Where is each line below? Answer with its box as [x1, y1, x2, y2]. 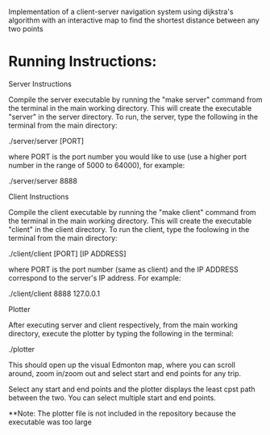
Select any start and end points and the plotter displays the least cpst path [8, 384, 255, 394]
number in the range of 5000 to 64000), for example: [8, 160, 185, 170]
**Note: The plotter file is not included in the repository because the [8, 408, 236, 418]
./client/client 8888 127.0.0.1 [8, 289, 101, 298]
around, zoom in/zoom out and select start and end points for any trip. [8, 368, 242, 378]
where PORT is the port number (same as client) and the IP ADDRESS [8, 264, 239, 274]
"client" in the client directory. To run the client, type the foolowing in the [8, 224, 250, 234]
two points [8, 24, 44, 33]
